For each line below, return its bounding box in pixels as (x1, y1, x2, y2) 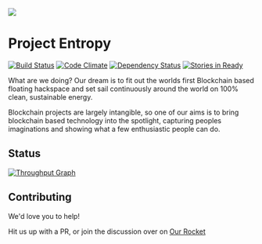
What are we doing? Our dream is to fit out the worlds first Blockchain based (8, 75, 254, 85)
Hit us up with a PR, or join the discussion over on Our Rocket (8, 227, 206, 236)
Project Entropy (8, 35, 112, 53)
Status (8, 147, 41, 160)
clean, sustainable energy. (8, 92, 93, 101)
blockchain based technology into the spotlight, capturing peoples (8, 115, 222, 125)
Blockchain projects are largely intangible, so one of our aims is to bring (8, 107, 239, 117)
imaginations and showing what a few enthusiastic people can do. (8, 124, 221, 133)
